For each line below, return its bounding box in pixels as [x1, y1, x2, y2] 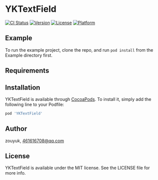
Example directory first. [5, 52, 53, 58]
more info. [5, 170, 26, 176]
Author [5, 124, 27, 133]
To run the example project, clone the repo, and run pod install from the [5, 47, 154, 53]
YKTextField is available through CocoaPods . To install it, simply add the [5, 96, 152, 102]
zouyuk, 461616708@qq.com [5, 138, 64, 144]
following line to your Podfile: [5, 101, 64, 107]
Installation [5, 83, 40, 91]
